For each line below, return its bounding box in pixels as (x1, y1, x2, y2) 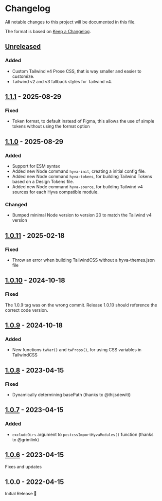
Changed (5, 201, 28, 208)
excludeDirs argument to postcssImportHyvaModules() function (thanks (12, 431, 154, 437)
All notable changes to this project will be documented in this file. (5, 19, 136, 25)
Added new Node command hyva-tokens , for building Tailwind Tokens (12, 174, 152, 179)
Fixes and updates (5, 464, 42, 469)
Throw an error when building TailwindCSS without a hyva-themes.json (12, 257, 155, 263)
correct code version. (5, 307, 49, 313)
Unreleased (5, 42, 41, 51)
